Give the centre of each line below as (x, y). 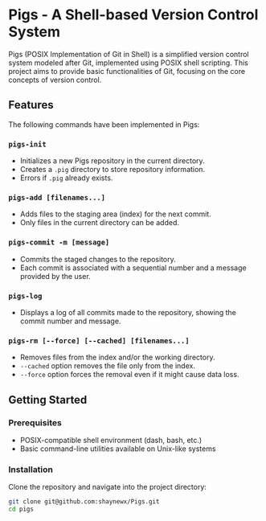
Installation (31, 470)
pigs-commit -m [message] (59, 242)
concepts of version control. (55, 80)
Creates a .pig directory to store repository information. (113, 170)
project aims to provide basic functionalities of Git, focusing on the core (127, 71)
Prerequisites (35, 422)
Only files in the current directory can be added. (99, 223)
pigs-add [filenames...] (57, 197)
